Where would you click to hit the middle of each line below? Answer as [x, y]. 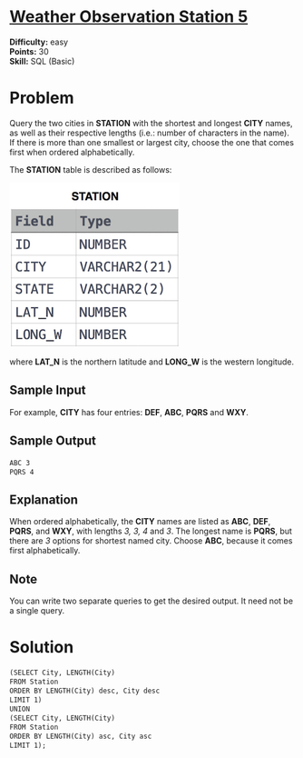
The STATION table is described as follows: [91, 169]
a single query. [37, 611]
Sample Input [48, 390]
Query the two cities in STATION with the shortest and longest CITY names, [151, 123]
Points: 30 [29, 51]
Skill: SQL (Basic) [42, 61]
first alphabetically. [45, 551]
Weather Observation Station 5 [129, 17]
